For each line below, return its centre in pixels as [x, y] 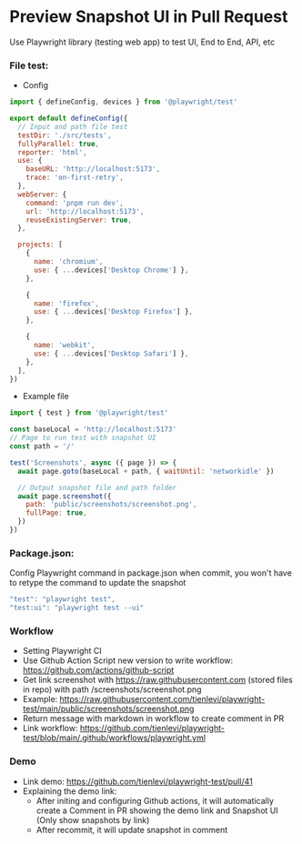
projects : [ [40, 245]
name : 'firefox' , [66, 303]
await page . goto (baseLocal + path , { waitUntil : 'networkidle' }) [146, 471]
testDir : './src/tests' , [65, 135]
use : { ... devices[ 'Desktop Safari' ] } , [111, 353]
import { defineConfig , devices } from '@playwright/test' [124, 102]
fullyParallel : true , [59, 144]
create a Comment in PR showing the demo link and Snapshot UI [157, 810]
